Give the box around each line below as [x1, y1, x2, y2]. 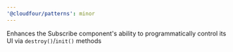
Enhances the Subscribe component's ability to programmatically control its [6, 29, 227, 37]
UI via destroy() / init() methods [6, 36, 102, 45]
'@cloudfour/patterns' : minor [6, 10, 96, 17]
